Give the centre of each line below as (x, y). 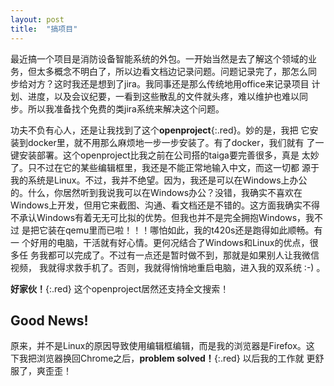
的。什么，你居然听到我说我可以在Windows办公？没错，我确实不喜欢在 (156, 192)
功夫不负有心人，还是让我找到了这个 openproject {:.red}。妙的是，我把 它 (160, 130)
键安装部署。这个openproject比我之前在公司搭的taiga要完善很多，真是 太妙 (165, 155)
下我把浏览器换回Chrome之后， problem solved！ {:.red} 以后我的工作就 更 (163, 358)
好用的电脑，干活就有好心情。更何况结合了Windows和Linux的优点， (169, 242)
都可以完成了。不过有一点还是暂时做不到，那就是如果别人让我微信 (183, 255)
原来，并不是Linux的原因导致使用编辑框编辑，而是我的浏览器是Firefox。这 (162, 346)
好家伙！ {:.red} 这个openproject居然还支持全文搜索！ (120, 288)
